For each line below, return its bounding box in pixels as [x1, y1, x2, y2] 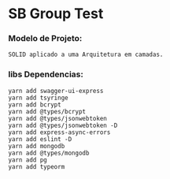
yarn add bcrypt [8, 100, 61, 109]
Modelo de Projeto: [8, 33, 83, 44]
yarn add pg [8, 155, 47, 164]
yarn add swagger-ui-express [8, 87, 104, 95]
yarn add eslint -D [8, 135, 72, 143]
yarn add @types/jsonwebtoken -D [8, 121, 118, 129]
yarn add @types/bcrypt [8, 107, 87, 115]
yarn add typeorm [8, 162, 65, 170]
